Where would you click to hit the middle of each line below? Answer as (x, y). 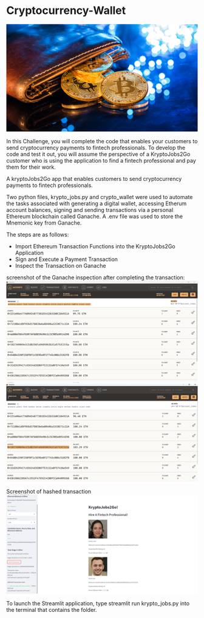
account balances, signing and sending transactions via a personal (90, 210)
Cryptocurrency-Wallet (66, 11)
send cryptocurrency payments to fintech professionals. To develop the (96, 148)
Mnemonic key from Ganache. (44, 223)
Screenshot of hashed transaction (49, 491)
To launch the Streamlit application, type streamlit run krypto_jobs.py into (98, 603)
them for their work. (31, 167)
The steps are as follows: (38, 235)
